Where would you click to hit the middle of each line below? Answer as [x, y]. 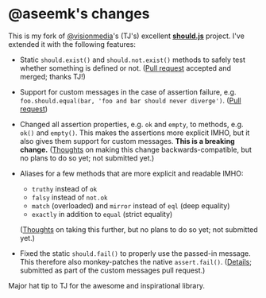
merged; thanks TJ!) [52, 76]
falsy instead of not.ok [69, 197]
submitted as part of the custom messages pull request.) [112, 270]
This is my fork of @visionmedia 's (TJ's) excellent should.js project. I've [126, 36]
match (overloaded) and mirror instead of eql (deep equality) [131, 205]
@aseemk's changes [79, 14]
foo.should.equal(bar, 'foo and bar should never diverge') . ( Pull [130, 100]
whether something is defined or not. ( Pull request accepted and [125, 68]
